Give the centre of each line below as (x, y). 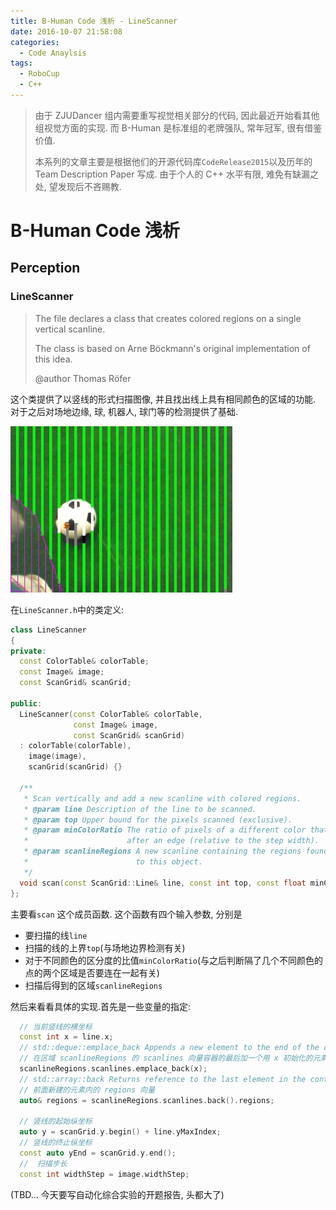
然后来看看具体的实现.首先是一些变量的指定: (101, 1006)
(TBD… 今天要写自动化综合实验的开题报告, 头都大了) (117, 1194)
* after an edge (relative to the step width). (171, 841)
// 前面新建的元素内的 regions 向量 (87, 1090)
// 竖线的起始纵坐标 (56, 1121)
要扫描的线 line (56, 935)
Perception (45, 268)
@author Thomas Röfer (83, 378)
